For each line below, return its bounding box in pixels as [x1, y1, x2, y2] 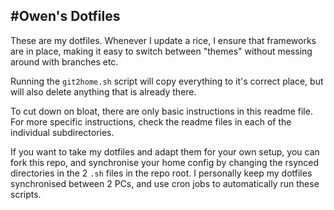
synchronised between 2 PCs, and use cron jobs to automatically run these [10, 177, 320, 189]
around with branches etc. [10, 55, 119, 68]
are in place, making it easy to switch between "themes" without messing [10, 45, 313, 57]
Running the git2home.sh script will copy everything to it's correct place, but [10, 75, 324, 87]
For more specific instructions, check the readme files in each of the [10, 115, 292, 128]
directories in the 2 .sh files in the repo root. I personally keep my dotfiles [10, 167, 313, 179]
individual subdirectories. [10, 126, 115, 138]
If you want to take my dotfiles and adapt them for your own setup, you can [10, 145, 320, 158]
